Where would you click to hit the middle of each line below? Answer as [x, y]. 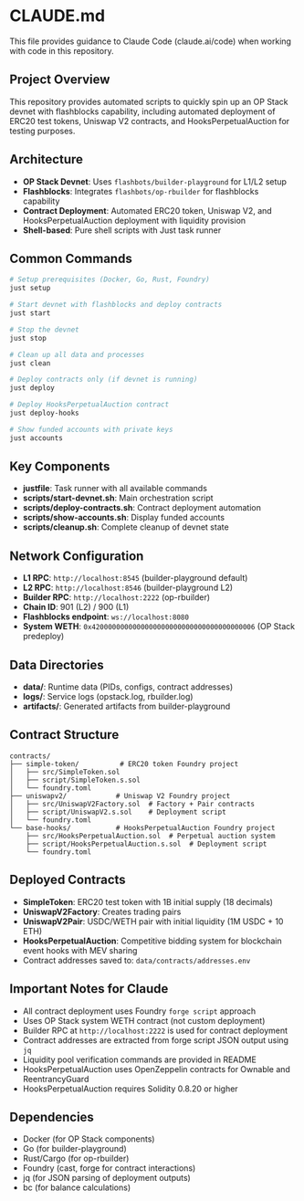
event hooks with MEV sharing [80, 950]
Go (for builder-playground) [75, 1149]
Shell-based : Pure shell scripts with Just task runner [122, 230]
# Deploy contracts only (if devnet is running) [104, 380]
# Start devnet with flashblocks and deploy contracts [116, 305]
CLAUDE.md [58, 16]
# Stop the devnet [44, 330]
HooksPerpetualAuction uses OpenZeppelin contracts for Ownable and [156, 1069]
